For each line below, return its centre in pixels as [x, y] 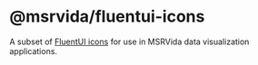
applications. [33, 51]
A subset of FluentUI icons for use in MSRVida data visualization [129, 42]
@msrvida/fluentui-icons [107, 17]
